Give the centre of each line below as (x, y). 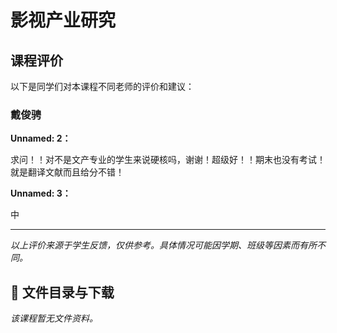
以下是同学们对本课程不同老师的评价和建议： (102, 86)
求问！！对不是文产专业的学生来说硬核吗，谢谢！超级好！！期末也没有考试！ (168, 160)
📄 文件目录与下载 (62, 292)
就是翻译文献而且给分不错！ (67, 172)
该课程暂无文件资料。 (54, 318)
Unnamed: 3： (41, 193)
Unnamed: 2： (41, 138)
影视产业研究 (63, 20)
